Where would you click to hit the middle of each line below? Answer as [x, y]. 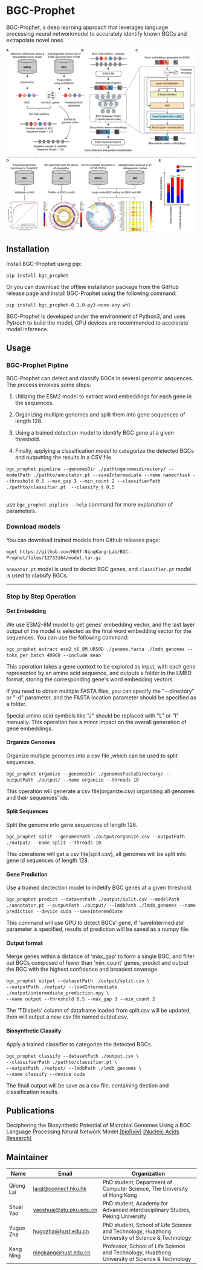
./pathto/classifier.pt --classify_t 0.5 [60, 487]
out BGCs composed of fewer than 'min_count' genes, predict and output [98, 963]
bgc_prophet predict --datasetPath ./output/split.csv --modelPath [93, 899]
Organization [148, 1173]
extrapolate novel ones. [35, 40]
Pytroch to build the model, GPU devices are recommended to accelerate [97, 322]
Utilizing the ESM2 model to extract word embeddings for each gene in [103, 397]
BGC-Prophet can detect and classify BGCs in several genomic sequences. [100, 378]
